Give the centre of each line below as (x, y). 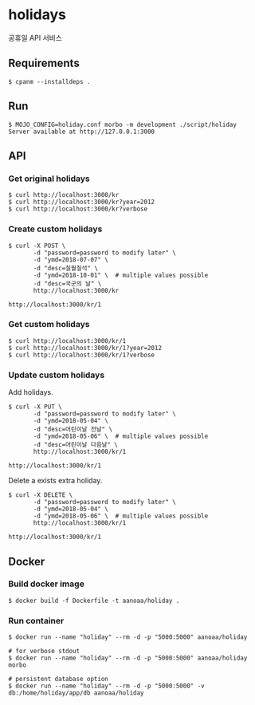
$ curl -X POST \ (37, 246)
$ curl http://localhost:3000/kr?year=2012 (82, 202)
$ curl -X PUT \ (35, 407)
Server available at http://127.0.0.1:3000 (82, 132)
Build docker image (47, 584)
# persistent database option (59, 679)
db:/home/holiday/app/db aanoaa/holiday (76, 693)
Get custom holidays (49, 325)
